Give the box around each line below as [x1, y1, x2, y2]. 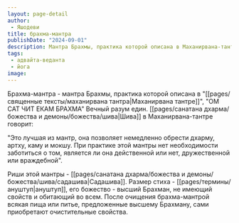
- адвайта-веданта [10, 57, 65, 64]
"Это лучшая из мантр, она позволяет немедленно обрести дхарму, [7, 133, 216, 142]
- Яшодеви [10, 23, 40, 31]
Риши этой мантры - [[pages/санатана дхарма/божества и [7, 170, 186, 178]
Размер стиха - [128, 177, 176, 185]
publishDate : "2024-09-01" [7, 37, 87, 44]
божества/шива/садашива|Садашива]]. [7, 177, 127, 185]
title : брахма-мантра [7, 30, 72, 38]
